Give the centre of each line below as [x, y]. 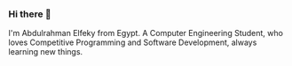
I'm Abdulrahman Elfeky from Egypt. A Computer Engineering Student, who [146, 33]
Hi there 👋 [30, 14]
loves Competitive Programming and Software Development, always [133, 42]
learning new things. [46, 52]
